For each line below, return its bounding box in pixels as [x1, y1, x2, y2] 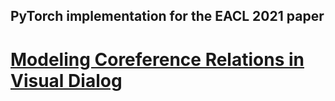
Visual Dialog [10, 69, 123, 92]
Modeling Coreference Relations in [10, 48, 305, 71]
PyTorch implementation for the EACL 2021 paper [10, 8, 325, 25]
